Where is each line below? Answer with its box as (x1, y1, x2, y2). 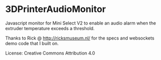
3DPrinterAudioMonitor (5, 3, 106, 15)
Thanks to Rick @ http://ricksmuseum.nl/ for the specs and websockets (5, 35, 154, 41)
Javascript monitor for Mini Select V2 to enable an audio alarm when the (5, 20, 156, 26)
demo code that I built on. (5, 40, 59, 46)
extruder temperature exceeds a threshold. (5, 25, 95, 31)
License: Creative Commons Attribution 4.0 (5, 50, 95, 56)
